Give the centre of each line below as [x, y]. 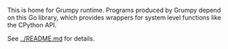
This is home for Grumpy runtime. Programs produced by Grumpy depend [114, 10]
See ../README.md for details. [51, 38]
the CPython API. [32, 25]
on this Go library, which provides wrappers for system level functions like [114, 17]
